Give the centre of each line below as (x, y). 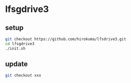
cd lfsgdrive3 (20, 43)
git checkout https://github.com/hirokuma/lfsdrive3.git (66, 39)
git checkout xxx (23, 75)
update (16, 64)
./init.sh (15, 48)
